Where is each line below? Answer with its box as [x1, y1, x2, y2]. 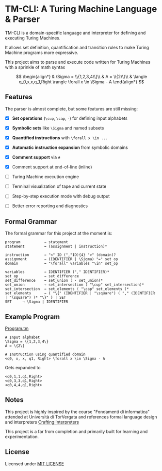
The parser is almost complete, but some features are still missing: [5, 106, 138, 111]
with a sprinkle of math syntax [5, 64, 65, 70]
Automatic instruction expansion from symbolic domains [12, 145, 128, 150]
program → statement [5, 240, 68, 245]
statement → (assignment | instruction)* [5, 244, 108, 249]
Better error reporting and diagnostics [12, 203, 88, 209]
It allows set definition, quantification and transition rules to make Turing [5, 44, 149, 50]
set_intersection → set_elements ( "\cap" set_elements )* [5, 287, 130, 291]
